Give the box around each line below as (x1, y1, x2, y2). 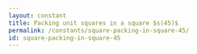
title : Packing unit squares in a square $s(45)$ (8, 19, 179, 27)
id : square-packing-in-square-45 (8, 33, 121, 42)
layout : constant (8, 11, 67, 20)
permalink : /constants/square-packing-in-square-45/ (8, 26, 190, 34)
